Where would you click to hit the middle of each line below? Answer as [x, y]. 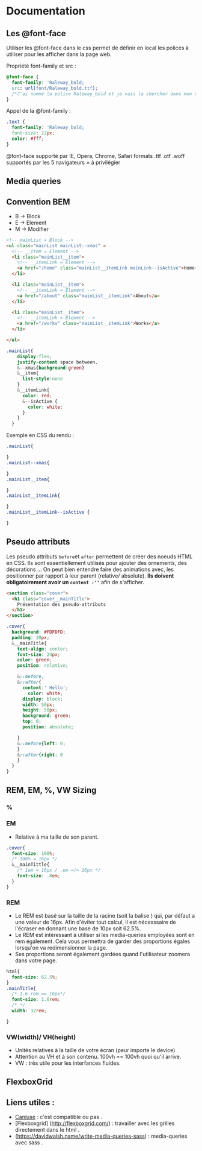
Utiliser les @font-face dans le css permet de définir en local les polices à [98, 48]
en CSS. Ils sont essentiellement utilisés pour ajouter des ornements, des [97, 563]
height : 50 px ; [40, 710]
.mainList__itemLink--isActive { [48, 512]
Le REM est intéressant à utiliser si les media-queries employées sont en [105, 935]
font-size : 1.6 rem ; [36, 1000]
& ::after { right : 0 [40, 755]
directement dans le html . [47, 1130]
